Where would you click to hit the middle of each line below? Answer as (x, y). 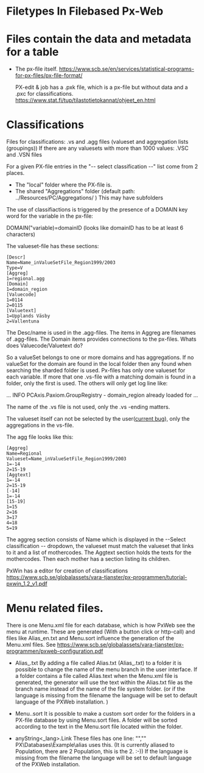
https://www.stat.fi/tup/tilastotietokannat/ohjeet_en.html (85, 100)
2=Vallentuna (23, 321)
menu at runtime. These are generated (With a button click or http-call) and (101, 632)
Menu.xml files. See (31, 645)
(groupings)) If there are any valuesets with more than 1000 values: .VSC (97, 148)
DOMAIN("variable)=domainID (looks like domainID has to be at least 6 (95, 228)
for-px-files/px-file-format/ (49, 76)
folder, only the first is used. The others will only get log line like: (87, 383)
